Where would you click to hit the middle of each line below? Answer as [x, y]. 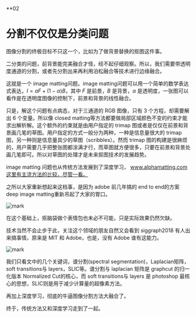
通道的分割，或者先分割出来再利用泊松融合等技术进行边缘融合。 [88, 71]
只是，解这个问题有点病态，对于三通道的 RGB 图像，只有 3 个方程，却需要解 [98, 110]
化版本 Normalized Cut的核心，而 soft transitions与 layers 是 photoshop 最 [96, 276]
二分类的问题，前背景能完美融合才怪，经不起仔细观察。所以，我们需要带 [93, 63]
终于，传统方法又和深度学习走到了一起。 [55, 308]
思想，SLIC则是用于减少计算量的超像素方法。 [71, 283]
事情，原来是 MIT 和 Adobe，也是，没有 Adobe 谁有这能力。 [89, 237]
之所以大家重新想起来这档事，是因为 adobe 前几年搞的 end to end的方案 [93, 186]
